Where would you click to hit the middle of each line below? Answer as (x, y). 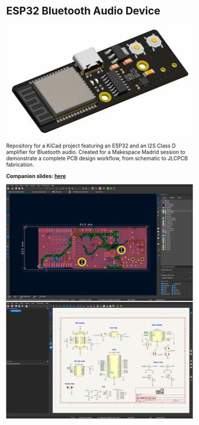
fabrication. (20, 165)
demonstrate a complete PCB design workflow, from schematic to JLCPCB (97, 159)
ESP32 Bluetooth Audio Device (84, 11)
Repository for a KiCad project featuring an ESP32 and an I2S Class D (91, 146)
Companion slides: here (36, 176)
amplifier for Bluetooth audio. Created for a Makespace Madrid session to (96, 152)
